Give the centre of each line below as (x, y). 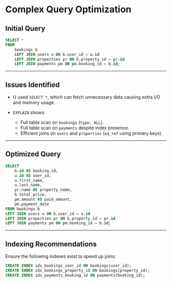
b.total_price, (31, 195)
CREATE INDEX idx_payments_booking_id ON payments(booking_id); (75, 275)
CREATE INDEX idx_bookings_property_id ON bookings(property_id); (78, 270)
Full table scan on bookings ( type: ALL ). (62, 123)
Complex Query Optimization (68, 9)
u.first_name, (29, 180)
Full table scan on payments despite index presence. (75, 128)
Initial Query (25, 28)
